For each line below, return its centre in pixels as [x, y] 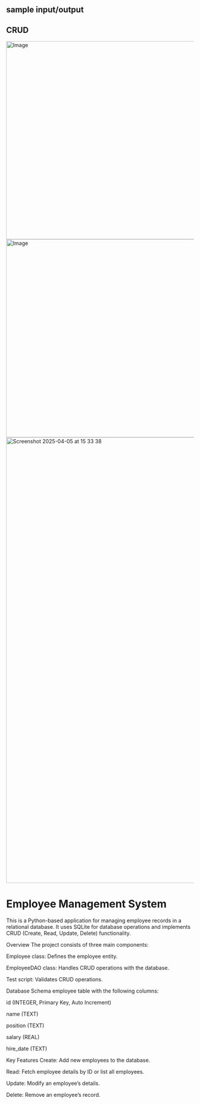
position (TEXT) [25, 1026]
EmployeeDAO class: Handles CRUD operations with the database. [88, 968]
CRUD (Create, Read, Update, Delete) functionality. [68, 933]
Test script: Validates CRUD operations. [54, 979]
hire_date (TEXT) [27, 1049]
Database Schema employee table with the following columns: [82, 991]
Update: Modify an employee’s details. [53, 1083]
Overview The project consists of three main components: [77, 945]
